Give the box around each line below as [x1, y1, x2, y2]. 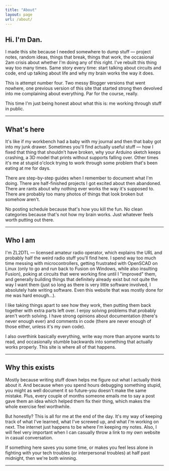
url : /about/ [5, 17, 33, 22]
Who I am [5, 236, 35, 245]
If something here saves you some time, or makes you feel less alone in [5, 444, 153, 450]
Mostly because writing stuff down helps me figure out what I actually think [5, 376, 161, 383]
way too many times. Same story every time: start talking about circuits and [5, 65, 161, 71]
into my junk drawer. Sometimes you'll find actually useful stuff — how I [5, 144, 153, 150]
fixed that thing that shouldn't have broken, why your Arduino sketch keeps [5, 149, 161, 155]
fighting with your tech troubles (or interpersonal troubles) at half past [5, 449, 150, 456]
